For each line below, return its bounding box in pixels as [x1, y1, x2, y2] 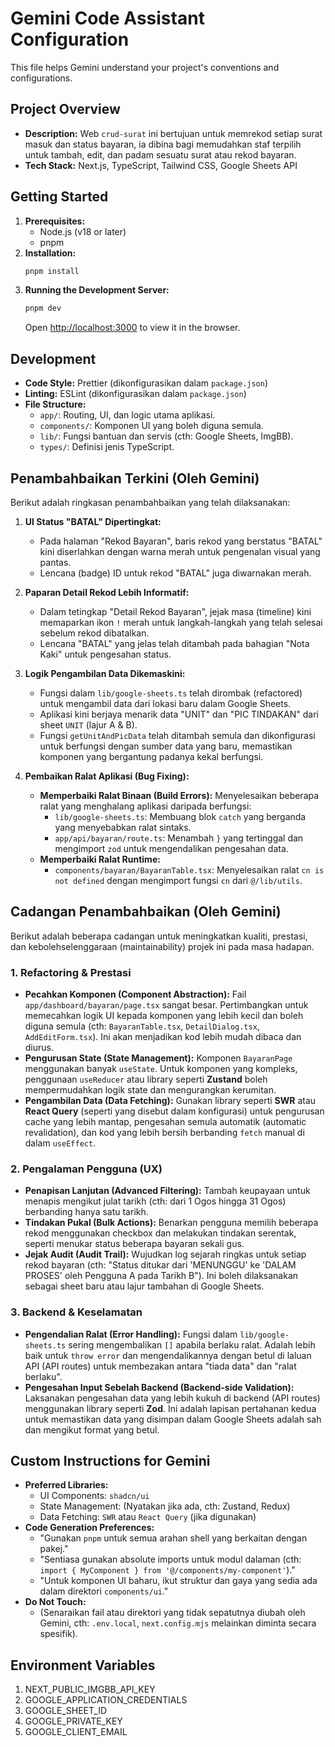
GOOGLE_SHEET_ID [24, 1705, 107, 1717]
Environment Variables [10, 1657, 156, 1674]
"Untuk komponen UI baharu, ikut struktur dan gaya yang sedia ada [39, 1575, 318, 1587]
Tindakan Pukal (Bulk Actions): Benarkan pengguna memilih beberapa [24, 1217, 319, 1229]
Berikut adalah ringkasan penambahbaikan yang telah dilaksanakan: [10, 496, 291, 508]
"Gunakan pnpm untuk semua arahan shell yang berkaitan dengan [39, 1532, 308, 1544]
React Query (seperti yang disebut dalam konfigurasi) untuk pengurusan [24, 1105, 325, 1117]
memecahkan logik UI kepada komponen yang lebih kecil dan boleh [24, 1010, 304, 1022]
